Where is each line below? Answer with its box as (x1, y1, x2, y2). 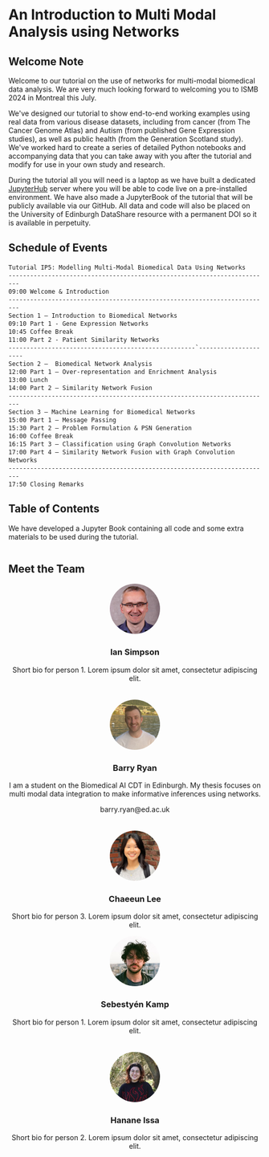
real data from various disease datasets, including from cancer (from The (8, 117, 251, 126)
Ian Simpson (110, 646, 160, 658)
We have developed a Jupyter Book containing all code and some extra (8, 524, 244, 533)
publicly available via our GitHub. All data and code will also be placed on (8, 201, 251, 210)
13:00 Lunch (8, 376, 48, 384)
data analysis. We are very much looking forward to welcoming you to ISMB (8, 84, 259, 94)
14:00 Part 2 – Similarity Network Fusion (8, 384, 153, 392)
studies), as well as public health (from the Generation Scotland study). (8, 134, 243, 144)
